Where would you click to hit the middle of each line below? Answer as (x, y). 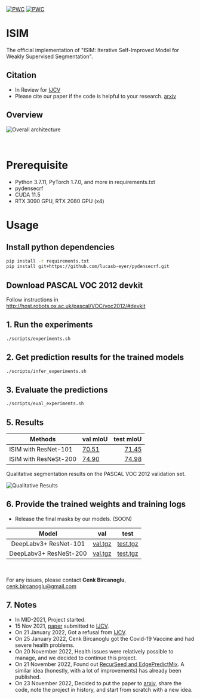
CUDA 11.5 (27, 194)
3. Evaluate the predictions (57, 390)
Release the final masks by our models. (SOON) (73, 519)
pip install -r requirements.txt (48, 261)
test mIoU (127, 439)
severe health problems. (44, 645)
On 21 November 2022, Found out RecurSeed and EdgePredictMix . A (100, 664)
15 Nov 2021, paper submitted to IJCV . (62, 626)
